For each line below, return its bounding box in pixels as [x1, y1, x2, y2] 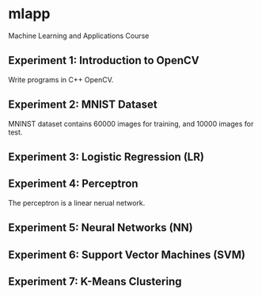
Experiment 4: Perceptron [8, 177, 139, 191]
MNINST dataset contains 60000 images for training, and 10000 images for [8, 119, 254, 128]
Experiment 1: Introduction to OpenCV [8, 54, 199, 67]
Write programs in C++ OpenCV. [8, 74, 114, 84]
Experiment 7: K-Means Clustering [8, 275, 182, 288]
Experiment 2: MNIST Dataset [8, 98, 158, 112]
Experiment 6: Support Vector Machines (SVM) [8, 248, 246, 261]
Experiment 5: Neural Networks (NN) [8, 221, 193, 234]
